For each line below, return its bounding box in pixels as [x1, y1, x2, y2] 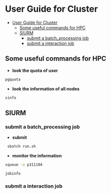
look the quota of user [12, 67, 58, 73]
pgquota [5, 77, 21, 82]
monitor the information [12, 153, 62, 159]
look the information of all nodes [12, 86, 80, 91]
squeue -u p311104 [5, 162, 43, 167]
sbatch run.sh [7, 144, 36, 149]
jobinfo [5, 171, 21, 176]
